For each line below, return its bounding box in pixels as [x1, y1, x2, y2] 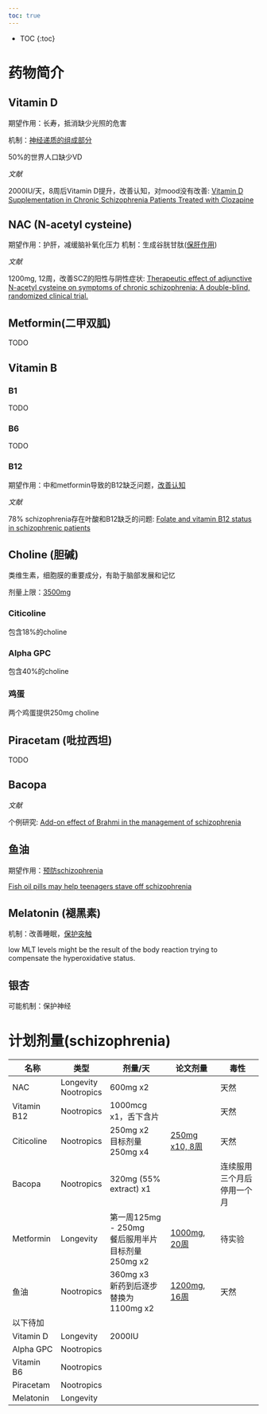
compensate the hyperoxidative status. [8, 954, 136, 963]
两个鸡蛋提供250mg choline [8, 708, 99, 718]
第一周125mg [110, 1212, 161, 1223]
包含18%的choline [8, 627, 68, 636]
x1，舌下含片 [110, 1111, 160, 1122]
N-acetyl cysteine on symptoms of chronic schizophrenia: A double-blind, [8, 283, 250, 292]
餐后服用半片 [110, 1234, 158, 1245]
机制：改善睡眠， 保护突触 [8, 929, 92, 938]
